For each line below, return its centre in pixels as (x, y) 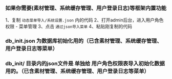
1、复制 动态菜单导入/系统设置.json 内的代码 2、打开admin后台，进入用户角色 (84, 20)
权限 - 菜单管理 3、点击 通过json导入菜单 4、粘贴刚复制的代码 (69, 27)
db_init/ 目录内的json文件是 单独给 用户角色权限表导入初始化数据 (85, 64)
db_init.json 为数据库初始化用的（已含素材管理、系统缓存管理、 (84, 41)
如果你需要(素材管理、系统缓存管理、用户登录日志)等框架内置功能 (86, 8)
